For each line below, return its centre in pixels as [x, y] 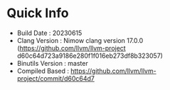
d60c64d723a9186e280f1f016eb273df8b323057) [90, 56]
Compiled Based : [43, 71]
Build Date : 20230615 [49, 33]
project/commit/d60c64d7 [56, 78]
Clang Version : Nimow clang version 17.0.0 [80, 40]
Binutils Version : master [52, 63]
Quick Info [38, 13]
